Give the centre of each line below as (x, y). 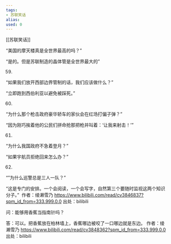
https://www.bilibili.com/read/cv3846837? (99, 195)
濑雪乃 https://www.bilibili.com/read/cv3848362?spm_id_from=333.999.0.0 (86, 230)
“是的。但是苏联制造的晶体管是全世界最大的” (53, 62)
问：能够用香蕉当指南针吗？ (35, 212)
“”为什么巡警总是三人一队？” (36, 178)
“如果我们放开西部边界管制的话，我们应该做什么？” (60, 82)
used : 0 (14, 24)
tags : (12, 10)
